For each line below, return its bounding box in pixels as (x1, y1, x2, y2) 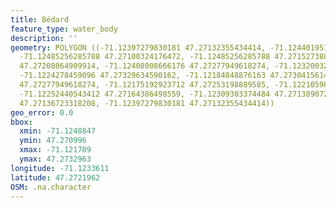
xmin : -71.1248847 (19, 126, 97, 136)
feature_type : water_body (10, 24, 118, 34)
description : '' (10, 33, 78, 43)
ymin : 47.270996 (19, 136, 87, 146)
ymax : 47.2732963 (19, 154, 92, 164)
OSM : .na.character (10, 182, 92, 192)
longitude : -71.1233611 (10, 163, 110, 173)
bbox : (10, 117, 33, 127)
